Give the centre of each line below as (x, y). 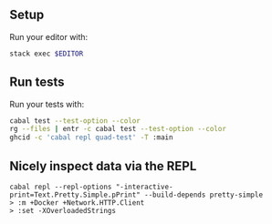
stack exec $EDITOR (47, 54)
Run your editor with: (49, 36)
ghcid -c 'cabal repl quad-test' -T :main (91, 137)
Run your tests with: (47, 104)
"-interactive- (144, 187)
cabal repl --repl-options (61, 187)
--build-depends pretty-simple (204, 195)
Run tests (37, 82)
